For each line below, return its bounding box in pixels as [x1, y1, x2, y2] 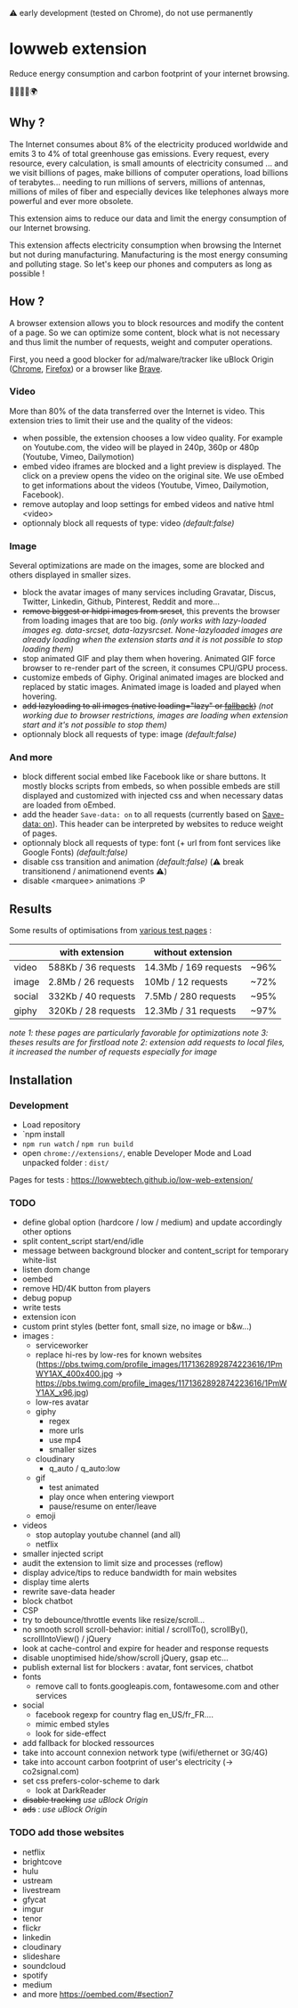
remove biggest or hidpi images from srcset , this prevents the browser [21, 606, 280, 617]
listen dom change [21, 1265, 91, 1275]
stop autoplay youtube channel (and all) [35, 1529, 181, 1540]
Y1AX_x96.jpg [35, 1388, 86, 1398]
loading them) [21, 643, 74, 654]
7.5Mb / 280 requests [143, 990, 237, 1003]
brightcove [21, 1856, 62, 1866]
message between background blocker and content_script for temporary [21, 1245, 289, 1256]
